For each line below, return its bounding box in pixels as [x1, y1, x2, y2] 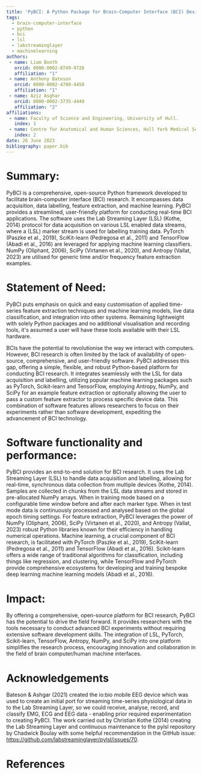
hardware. [6, 332, 32, 340]
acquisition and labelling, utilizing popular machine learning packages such [6, 376, 192, 383]
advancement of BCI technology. [6, 414, 88, 422]
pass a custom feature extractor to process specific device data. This [6, 395, 179, 402]
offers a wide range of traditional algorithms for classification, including [6, 552, 183, 559]
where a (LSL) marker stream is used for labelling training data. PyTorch [6, 227, 185, 235]
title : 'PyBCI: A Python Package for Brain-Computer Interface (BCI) [6, 8, 185, 15]
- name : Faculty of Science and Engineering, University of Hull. [8, 115, 179, 121]
